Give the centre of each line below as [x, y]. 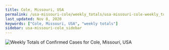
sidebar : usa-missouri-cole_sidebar [44, 28]
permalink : [17, 14]
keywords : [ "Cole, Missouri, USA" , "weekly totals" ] [62, 24]
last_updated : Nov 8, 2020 [33, 19]
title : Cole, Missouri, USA [35, 10]
